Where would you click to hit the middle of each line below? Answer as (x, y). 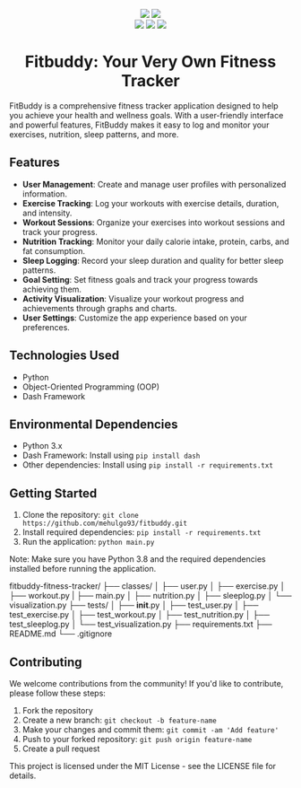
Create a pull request (61, 749)
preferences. (46, 327)
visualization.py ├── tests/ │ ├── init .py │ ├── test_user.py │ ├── (134, 605)
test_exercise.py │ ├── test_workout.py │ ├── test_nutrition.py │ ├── (140, 615)
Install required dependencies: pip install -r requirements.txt (142, 532)
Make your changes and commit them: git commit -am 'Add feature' (150, 730)
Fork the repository (58, 710)
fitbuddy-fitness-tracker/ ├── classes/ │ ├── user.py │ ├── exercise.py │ (147, 586)
